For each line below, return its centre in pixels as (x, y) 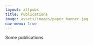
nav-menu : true (21, 23)
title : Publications (27, 14)
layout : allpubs (22, 10)
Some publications (24, 38)
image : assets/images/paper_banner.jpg (47, 19)
